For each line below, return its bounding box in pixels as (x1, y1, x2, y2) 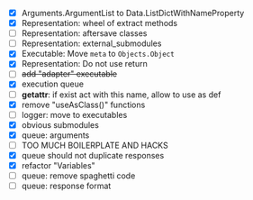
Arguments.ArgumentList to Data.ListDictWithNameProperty (21, 8, 245, 18)
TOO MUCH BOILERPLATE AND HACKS (21, 140, 168, 150)
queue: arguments (21, 130, 90, 141)
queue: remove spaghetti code (21, 170, 136, 181)
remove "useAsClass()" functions (21, 99, 146, 110)
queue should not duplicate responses (21, 150, 165, 160)
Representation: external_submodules (21, 38, 162, 49)
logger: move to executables (21, 109, 128, 120)
